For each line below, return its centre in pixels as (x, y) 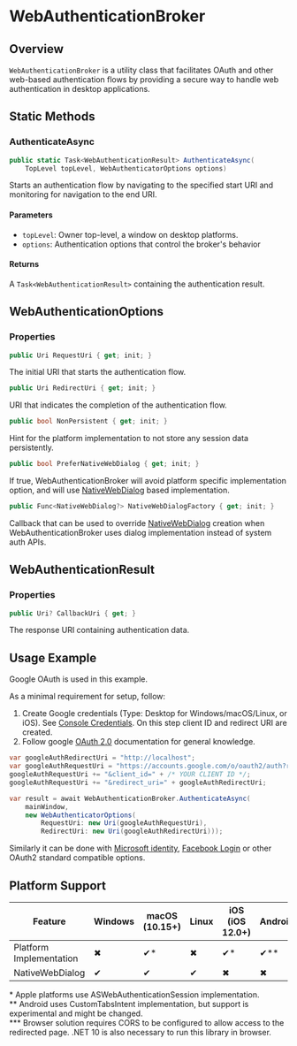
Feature (49, 921)
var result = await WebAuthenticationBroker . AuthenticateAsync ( (130, 798)
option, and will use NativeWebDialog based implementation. (119, 490)
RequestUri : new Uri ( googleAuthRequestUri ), (124, 823)
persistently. (32, 447)
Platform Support (57, 886)
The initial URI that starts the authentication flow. (98, 372)
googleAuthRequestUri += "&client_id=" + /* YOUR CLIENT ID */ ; (130, 775)
